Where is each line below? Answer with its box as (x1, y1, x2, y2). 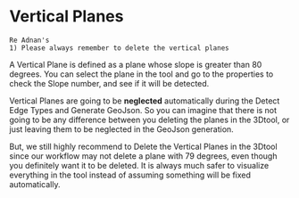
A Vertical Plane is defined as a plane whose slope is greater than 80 (9, 59, 262, 70)
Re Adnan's (9, 36, 50, 45)
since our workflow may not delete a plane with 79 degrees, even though (9, 150, 278, 161)
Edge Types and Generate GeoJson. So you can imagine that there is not (9, 104, 278, 115)
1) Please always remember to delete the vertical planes (9, 43, 229, 53)
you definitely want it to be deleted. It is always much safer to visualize (9, 160, 270, 170)
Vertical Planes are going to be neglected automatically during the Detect (9, 95, 280, 106)
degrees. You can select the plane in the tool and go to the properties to (9, 69, 274, 79)
